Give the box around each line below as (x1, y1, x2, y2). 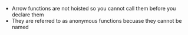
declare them (11, 11, 44, 18)
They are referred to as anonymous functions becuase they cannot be (11, 17, 182, 24)
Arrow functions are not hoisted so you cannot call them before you (11, 5, 176, 12)
